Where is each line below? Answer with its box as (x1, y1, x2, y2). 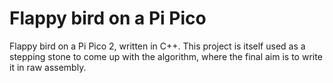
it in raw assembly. (9, 61, 87, 73)
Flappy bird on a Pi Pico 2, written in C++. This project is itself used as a (9, 40, 306, 52)
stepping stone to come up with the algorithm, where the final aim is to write (9, 50, 323, 62)
